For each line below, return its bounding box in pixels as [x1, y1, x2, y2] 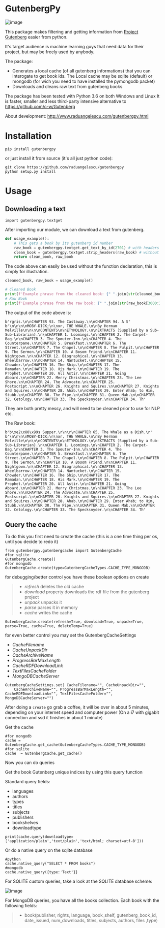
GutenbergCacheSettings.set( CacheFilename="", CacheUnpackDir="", [5, 683, 146, 688]
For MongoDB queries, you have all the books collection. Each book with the [5, 897, 160, 903]
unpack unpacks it [24, 599, 62, 606]
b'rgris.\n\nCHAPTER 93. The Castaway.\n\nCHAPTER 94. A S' [5, 319, 131, 324]
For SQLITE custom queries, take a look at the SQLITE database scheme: [5, 878, 153, 884]
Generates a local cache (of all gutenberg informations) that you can [12, 67, 151, 74]
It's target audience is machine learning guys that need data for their [5, 43, 144, 49]
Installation [5, 130, 52, 142]
